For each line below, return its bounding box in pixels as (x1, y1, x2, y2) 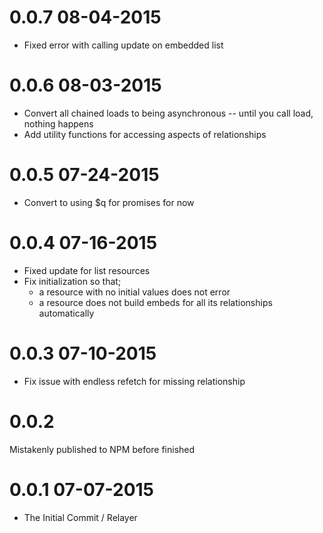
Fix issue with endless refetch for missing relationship (23, 375, 246, 387)
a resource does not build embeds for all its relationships (38, 296, 273, 308)
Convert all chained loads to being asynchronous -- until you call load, (23, 107, 314, 119)
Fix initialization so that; (23, 275, 122, 287)
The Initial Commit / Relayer (23, 511, 138, 523)
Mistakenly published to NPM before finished (9, 443, 196, 455)
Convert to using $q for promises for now (23, 196, 195, 208)
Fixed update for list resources (23, 264, 151, 276)
